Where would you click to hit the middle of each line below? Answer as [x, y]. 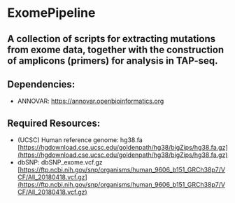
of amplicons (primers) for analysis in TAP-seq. [113, 61]
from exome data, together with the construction [116, 49]
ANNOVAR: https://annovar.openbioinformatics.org [91, 101]
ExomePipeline [51, 13]
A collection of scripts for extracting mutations [112, 39]
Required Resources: [54, 123]
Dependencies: [41, 84]
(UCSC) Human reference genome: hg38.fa [80, 140]
